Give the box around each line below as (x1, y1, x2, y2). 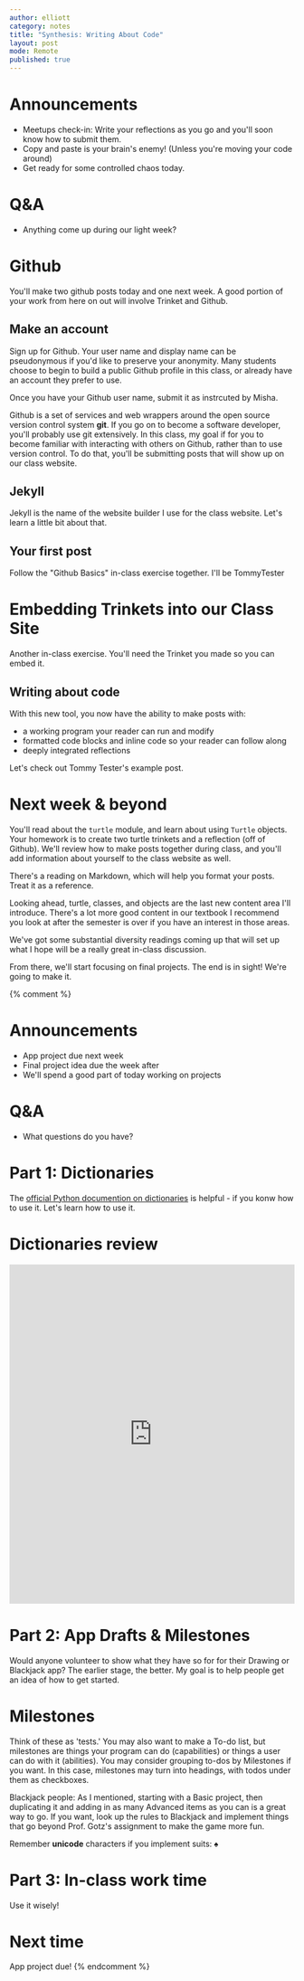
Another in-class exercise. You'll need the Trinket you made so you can (9, 649, 275, 659)
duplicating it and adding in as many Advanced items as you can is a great (9, 1801, 287, 1812)
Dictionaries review (9, 1234, 158, 1254)
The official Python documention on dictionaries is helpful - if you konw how (9, 1192, 294, 1203)
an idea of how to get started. (9, 1674, 120, 1685)
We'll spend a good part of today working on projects (22, 1069, 222, 1080)
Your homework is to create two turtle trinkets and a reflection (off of (9, 833, 266, 844)
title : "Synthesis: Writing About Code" (9, 30, 165, 39)
